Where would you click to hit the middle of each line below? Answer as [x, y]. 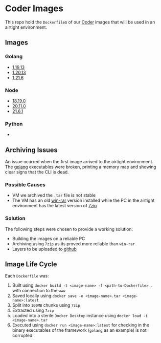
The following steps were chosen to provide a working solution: [69, 229]
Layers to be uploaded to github [44, 249]
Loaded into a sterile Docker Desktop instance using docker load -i [80, 316]
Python [14, 124]
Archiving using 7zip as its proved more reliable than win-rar [73, 244]
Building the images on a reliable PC [48, 238]
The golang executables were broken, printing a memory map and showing [81, 167]
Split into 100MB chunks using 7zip [46, 305]
